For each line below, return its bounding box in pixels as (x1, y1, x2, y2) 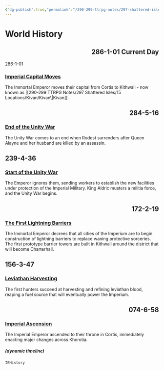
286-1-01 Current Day (91, 48, 159, 56)
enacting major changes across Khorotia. (5, 337, 88, 343)
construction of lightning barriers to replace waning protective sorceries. (5, 236, 151, 241)
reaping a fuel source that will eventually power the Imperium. (5, 291, 129, 297)
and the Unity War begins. (5, 190, 58, 196)
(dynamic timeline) (5, 348, 44, 354)
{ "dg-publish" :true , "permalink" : (5, 7, 73, 12)
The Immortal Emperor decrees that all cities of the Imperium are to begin (5, 230, 153, 236)
